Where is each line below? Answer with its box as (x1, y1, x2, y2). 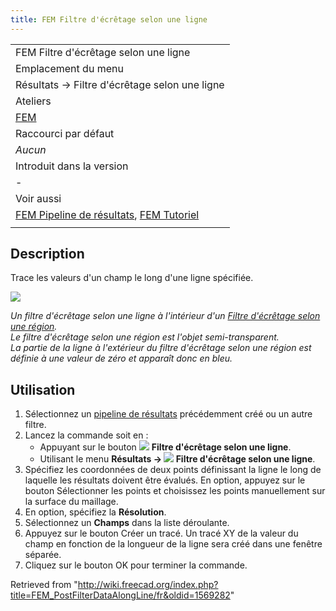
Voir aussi (15, 191, 62, 205)
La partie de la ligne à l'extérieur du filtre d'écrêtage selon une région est (10, 342, 312, 354)
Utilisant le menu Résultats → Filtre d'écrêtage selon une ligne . (39, 453, 316, 465)
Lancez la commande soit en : (24, 429, 149, 441)
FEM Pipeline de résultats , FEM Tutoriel (15, 207, 200, 221)
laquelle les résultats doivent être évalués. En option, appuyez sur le (24, 474, 306, 486)
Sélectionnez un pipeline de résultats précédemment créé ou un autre (24, 408, 313, 420)
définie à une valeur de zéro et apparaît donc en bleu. (10, 352, 233, 365)
